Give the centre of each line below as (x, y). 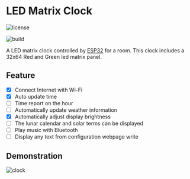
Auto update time (36, 96)
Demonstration (35, 156)
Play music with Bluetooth (46, 130)
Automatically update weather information (66, 110)
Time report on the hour (44, 103)
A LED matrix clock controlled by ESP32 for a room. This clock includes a (95, 50)
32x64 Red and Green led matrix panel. (54, 56)
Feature (21, 76)
